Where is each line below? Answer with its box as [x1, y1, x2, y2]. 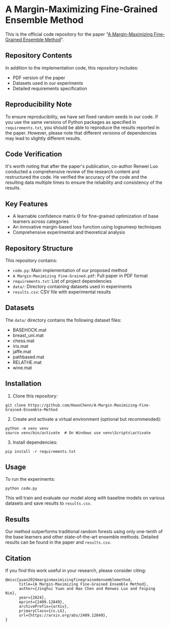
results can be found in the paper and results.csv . [5, 539, 112, 545]
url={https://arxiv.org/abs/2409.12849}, [18, 613, 108, 618]
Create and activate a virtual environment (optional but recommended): [12, 416, 161, 422]
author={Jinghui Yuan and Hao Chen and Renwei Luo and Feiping [18, 586, 156, 591]
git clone [5, 403, 26, 408]
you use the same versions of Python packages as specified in [5, 119, 137, 125]
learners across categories [12, 218, 69, 224]
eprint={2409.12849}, [18, 600, 65, 605]
